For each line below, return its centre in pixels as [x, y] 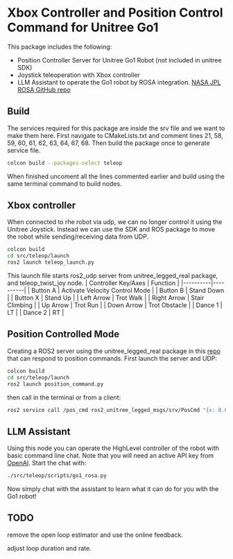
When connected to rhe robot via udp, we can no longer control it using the [115, 222]
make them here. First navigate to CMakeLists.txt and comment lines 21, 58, [115, 135]
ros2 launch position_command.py [55, 384]
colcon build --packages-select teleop [65, 163]
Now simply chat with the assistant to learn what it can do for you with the [113, 489]
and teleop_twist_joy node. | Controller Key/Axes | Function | [93, 283]
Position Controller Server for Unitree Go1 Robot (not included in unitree [119, 60]
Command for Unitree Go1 [83, 27]
